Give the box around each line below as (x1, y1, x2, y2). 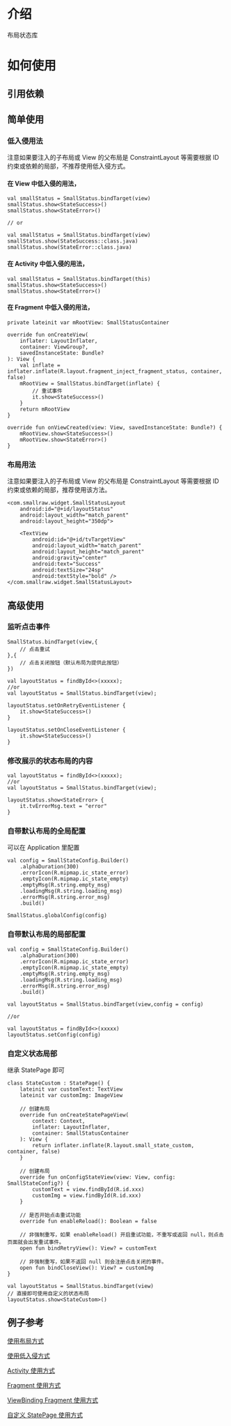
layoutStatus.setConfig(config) (7, 1031, 101, 1038)
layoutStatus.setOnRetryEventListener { (7, 702, 127, 709)
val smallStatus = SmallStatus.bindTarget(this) (7, 275, 151, 282)
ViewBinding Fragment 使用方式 (7, 1395, 99, 1404)
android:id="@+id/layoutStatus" (19, 506, 113, 513)
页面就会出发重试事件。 (7, 1239, 65, 1245)
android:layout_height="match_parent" (32, 549, 145, 555)
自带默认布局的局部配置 (7, 930, 86, 940)
